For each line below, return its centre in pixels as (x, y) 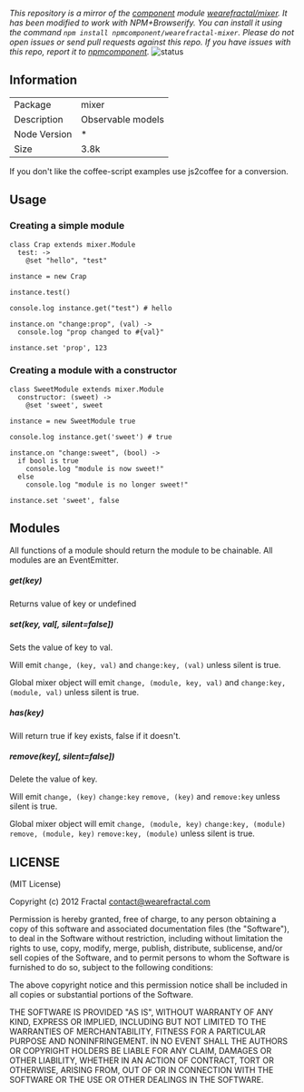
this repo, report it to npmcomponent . (79, 52)
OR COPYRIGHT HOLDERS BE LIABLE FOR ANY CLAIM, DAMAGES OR (141, 1051)
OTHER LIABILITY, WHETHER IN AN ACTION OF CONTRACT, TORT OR (142, 1060)
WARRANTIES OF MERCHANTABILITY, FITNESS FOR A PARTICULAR (137, 1032)
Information (44, 80)
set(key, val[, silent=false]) (62, 625)
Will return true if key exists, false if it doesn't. (95, 735)
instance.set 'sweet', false (64, 500)
